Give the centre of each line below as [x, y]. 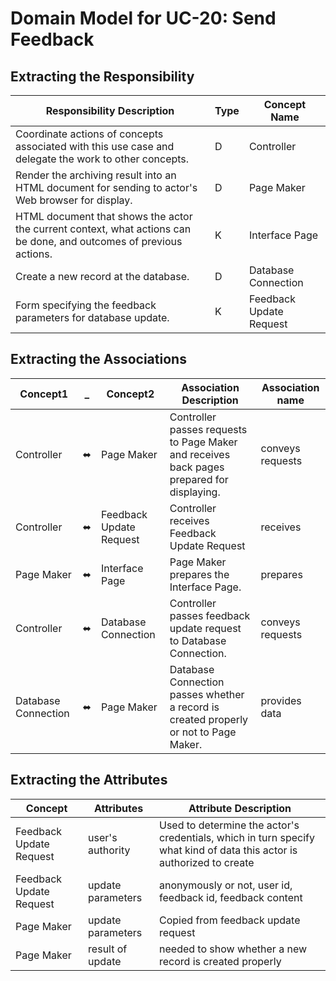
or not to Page [203, 732]
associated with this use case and [95, 146]
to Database [198, 640]
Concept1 [44, 394]
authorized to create [207, 862]
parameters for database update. [92, 317]
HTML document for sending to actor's [106, 187]
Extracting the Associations [98, 359]
